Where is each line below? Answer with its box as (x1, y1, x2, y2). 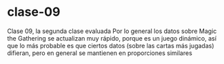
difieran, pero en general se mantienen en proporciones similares (7, 49, 193, 57)
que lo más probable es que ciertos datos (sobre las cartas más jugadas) (7, 41, 215, 50)
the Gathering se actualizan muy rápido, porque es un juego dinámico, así (7, 34, 217, 42)
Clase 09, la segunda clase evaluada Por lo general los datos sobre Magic (7, 27, 217, 35)
